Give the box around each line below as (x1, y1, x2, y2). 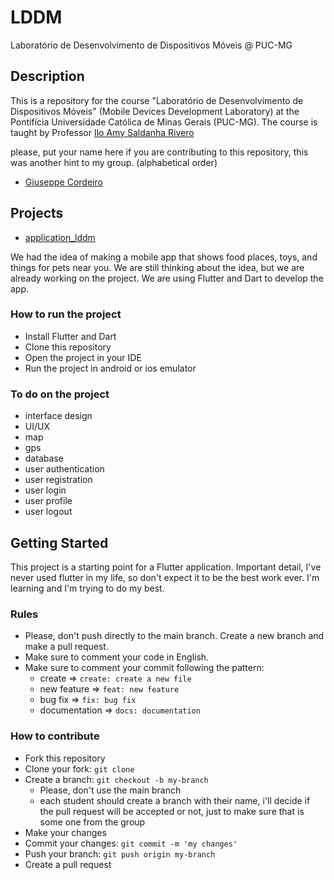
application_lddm (24, 231, 96, 243)
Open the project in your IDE (24, 351, 142, 363)
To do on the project (10, 387, 110, 401)
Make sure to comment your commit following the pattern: (24, 662, 265, 674)
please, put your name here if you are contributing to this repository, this (10, 146, 309, 158)
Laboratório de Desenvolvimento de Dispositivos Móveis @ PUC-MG (10, 39, 293, 51)
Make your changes (24, 826, 107, 838)
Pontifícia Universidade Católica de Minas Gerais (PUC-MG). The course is (10, 116, 318, 128)
